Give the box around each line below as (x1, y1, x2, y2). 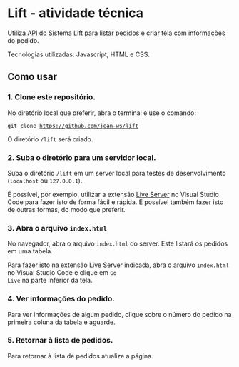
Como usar (7, 71, 58, 83)
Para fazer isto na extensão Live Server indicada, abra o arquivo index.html (7, 261, 230, 269)
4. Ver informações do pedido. (7, 294, 116, 304)
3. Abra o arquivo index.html (7, 223, 108, 233)
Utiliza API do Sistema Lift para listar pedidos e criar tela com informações (7, 29, 226, 37)
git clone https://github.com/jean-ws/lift (7, 122, 139, 129)
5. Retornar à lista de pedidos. (7, 336, 113, 346)
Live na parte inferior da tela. (7, 276, 93, 285)
